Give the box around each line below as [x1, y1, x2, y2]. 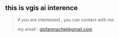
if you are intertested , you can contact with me [17, 17, 114, 22]
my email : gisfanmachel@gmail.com [17, 26, 93, 32]
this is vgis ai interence [5, 4, 78, 12]
